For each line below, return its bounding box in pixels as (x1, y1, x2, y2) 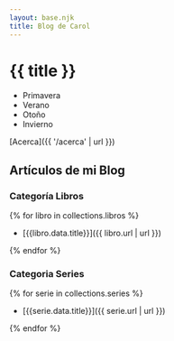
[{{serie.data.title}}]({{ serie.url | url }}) (22, 306, 166, 317)
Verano (22, 100, 50, 111)
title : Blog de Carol (9, 22, 91, 31)
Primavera (22, 90, 61, 101)
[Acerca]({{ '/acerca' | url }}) (9, 136, 115, 147)
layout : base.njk (9, 13, 75, 23)
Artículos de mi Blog (9, 162, 126, 178)
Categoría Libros (9, 189, 84, 202)
